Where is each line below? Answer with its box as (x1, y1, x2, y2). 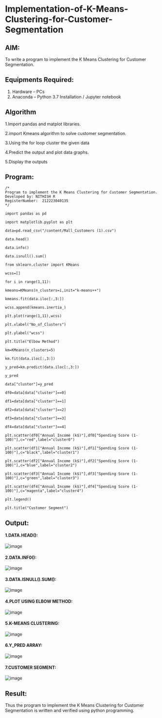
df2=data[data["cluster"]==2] (5, 408, 67, 412)
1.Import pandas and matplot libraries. (5, 121, 81, 127)
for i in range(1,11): (5, 279, 51, 285)
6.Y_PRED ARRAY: (5, 642, 43, 648)
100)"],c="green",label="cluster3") (5, 476, 79, 481)
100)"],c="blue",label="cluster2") (5, 463, 77, 468)
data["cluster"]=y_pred (5, 382, 54, 387)
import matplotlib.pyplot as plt (5, 220, 73, 225)
